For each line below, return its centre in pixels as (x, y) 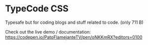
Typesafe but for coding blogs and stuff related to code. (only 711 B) (74, 22)
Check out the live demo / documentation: (48, 32)
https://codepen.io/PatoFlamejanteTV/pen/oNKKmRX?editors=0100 (74, 37)
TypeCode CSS (37, 9)
